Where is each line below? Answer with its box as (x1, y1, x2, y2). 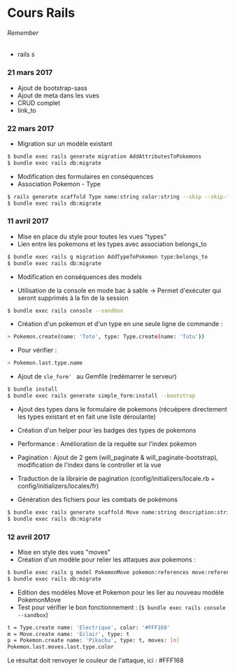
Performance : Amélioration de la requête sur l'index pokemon (17, 440, 197, 448)
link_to (17, 106, 36, 114)
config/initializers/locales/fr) (17, 482, 99, 490)
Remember (7, 28, 39, 36)
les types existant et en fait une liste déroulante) (17, 412, 156, 421)
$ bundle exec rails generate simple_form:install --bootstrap (7, 393, 196, 400)
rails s (17, 50, 35, 59)
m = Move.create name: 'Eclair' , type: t (7, 630, 130, 637)
